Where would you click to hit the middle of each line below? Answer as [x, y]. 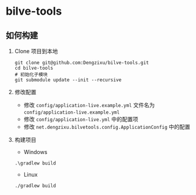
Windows [35, 152]
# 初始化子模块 [31, 75]
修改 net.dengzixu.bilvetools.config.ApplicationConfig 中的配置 [107, 127]
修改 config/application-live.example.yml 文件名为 [89, 105]
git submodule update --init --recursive [68, 80]
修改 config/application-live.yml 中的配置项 [81, 119]
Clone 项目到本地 [36, 51]
